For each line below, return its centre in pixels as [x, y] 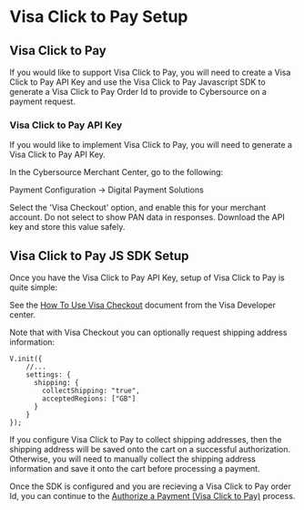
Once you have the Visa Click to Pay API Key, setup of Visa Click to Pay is [147, 278]
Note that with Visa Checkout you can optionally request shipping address [148, 333]
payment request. [42, 101]
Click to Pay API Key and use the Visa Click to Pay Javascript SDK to [137, 82]
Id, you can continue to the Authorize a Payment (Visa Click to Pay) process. [152, 496]
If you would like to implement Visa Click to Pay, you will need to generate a [151, 145]
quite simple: [33, 287]
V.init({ [26, 359]
